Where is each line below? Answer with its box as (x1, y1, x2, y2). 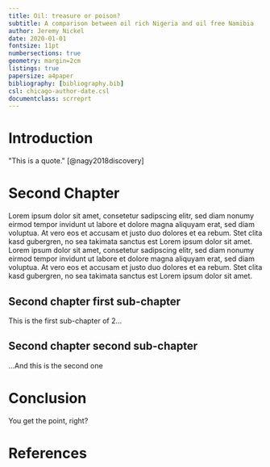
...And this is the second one (8, 360, 103, 370)
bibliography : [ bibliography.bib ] (8, 79, 125, 87)
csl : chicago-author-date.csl (8, 86, 110, 95)
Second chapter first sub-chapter (8, 294, 181, 308)
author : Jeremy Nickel (8, 27, 85, 35)
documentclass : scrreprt (8, 95, 92, 103)
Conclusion (8, 389, 87, 407)
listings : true (8, 65, 60, 73)
